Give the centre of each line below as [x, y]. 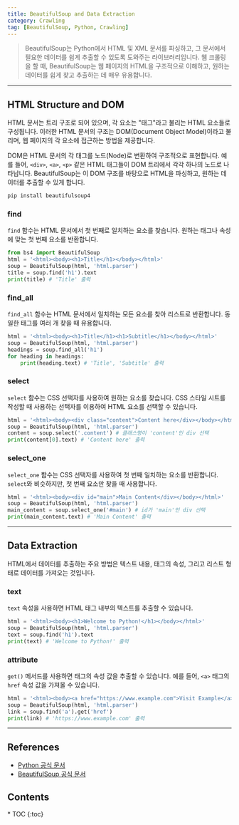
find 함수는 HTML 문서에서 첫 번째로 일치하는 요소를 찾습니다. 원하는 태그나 [113, 230]
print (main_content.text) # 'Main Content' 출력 [79, 517]
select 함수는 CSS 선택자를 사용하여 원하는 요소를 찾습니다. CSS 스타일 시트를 [117, 398]
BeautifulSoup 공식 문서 [52, 774]
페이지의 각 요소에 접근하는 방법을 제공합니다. [92, 140]
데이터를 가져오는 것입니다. [58, 572]
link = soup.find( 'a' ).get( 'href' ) [60, 712]
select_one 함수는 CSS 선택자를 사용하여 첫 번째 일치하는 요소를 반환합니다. [113, 474]
